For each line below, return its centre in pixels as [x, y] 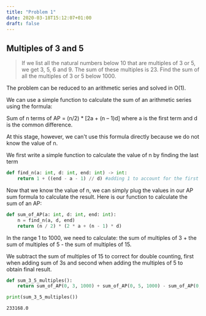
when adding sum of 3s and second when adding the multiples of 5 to [95, 263]
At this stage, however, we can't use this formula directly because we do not [103, 137]
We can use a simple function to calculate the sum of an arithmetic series [99, 100]
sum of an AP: [24, 203]
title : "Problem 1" [31, 12]
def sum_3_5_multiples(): [39, 280]
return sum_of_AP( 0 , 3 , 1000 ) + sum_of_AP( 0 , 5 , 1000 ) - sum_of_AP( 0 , [109, 286]
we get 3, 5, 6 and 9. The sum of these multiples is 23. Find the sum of [110, 70]
